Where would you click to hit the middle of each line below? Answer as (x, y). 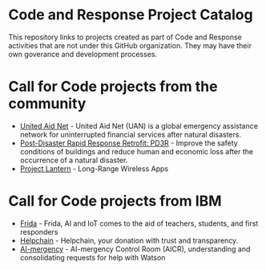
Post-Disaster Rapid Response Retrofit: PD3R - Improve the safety (129, 143)
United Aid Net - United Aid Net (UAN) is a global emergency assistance (139, 125)
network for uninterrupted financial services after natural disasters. (131, 134)
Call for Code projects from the (113, 87)
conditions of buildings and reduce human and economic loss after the (137, 151)
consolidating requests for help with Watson (93, 257)
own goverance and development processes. (83, 54)
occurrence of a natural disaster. (74, 160)
